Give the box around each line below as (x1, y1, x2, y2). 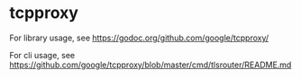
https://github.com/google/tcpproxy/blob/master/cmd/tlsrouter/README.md (9, 59, 292, 70)
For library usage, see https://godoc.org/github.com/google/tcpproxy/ (9, 32, 269, 43)
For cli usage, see (9, 49, 75, 60)
